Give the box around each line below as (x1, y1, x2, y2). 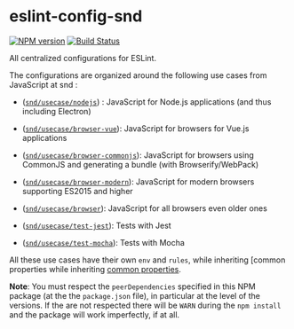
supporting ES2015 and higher (21, 185, 133, 196)
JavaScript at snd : (9, 79, 78, 90)
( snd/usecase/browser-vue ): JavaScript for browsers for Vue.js (21, 122, 250, 134)
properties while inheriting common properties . (9, 263, 182, 274)
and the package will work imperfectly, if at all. (9, 309, 180, 320)
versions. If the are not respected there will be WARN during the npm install (9, 300, 282, 310)
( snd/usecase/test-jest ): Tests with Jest (21, 220, 171, 231)
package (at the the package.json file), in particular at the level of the (9, 290, 260, 301)
